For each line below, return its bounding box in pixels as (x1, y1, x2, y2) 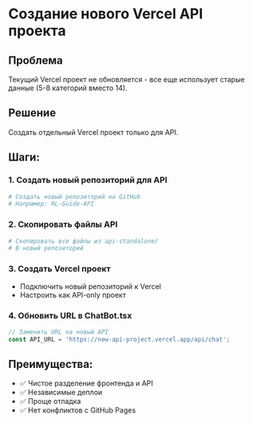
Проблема (8, 53, 64, 67)
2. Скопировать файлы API (8, 219, 118, 230)
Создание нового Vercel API (8, 5, 204, 23)
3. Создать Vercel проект (8, 263, 111, 275)
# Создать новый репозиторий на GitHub (8, 192, 141, 200)
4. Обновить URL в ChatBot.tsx (8, 310, 132, 321)
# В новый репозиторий (8, 244, 84, 252)
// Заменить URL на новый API (8, 328, 109, 336)
